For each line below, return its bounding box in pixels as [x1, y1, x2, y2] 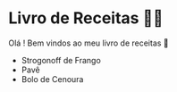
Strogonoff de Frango [21, 54, 102, 65]
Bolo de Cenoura [21, 73, 84, 84]
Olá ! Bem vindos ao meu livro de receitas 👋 [8, 38, 169, 48]
